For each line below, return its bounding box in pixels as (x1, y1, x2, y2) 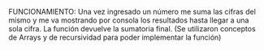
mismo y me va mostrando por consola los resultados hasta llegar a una (8, 15, 249, 25)
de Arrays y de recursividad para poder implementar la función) (8, 32, 222, 42)
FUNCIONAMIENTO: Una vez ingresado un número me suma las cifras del (8, 7, 256, 16)
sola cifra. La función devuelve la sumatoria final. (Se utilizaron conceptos (8, 24, 256, 33)
